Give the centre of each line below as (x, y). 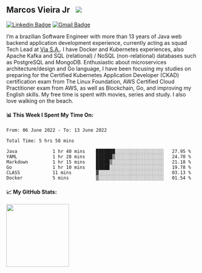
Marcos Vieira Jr (38, 10)
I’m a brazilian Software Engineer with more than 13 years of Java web (94, 36)
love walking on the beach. (40, 101)
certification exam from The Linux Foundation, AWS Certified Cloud (90, 81)
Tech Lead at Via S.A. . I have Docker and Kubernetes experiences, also (95, 49)
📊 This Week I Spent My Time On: (50, 115)
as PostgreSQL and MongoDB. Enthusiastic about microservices (86, 62)
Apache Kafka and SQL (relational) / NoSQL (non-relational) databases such (101, 56)
